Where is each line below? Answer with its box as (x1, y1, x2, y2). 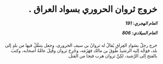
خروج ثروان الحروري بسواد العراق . (28, 3, 158, 15)
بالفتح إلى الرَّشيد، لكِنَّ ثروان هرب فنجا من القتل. (67, 53, 158, 59)
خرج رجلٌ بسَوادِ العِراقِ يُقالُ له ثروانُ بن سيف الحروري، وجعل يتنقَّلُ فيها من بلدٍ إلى (4, 42, 158, 48)
